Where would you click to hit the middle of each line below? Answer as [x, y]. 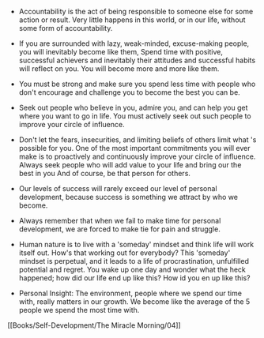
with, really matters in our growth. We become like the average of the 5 [134, 302]
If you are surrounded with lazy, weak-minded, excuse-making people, [134, 43]
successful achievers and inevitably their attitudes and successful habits [137, 60]
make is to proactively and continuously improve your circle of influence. [137, 156]
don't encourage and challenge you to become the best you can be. [129, 92]
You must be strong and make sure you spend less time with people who [137, 84]
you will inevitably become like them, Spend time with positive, [121, 52]
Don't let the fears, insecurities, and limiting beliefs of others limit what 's [138, 140]
